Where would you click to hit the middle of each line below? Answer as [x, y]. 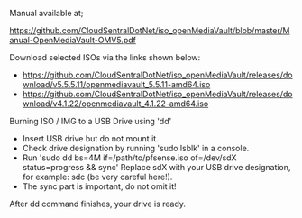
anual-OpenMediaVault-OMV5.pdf [73, 40]
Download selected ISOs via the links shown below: [105, 57]
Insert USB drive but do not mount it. [91, 138]
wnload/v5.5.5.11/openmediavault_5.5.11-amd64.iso [116, 84]
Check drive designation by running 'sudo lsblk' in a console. [136, 148]
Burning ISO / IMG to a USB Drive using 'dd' [91, 121]
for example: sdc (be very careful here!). [97, 177]
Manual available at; [46, 13]
